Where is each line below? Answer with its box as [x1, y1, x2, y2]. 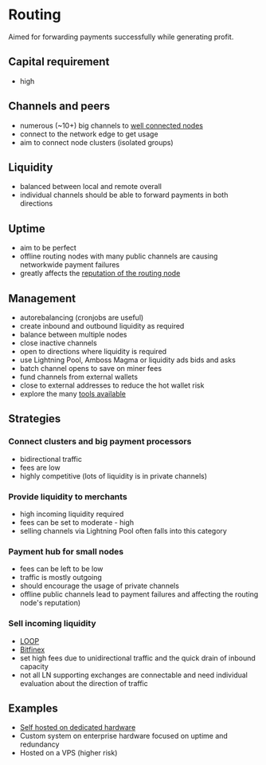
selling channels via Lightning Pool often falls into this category [19, 526, 227, 535]
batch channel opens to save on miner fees [19, 364, 162, 373]
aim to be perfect [19, 243, 77, 253]
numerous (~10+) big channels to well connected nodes [19, 120, 203, 130]
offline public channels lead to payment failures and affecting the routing [19, 590, 259, 599]
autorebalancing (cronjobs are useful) [19, 313, 144, 322]
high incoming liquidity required [19, 509, 124, 519]
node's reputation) [19, 598, 81, 608]
